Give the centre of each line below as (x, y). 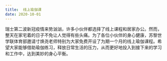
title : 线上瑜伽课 (23, 10)
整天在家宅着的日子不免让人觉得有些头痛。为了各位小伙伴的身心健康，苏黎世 (83, 35)
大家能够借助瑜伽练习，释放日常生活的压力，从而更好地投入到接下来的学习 (85, 47)
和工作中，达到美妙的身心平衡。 (38, 53)
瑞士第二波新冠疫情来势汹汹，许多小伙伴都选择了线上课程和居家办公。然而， (83, 29)
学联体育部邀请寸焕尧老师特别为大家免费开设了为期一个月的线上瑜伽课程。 (81, 41)
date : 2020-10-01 (23, 14)
